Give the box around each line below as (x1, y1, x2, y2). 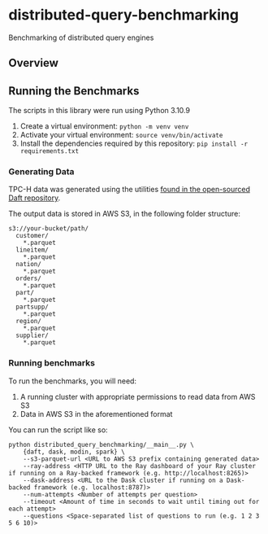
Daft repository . (8, 193, 61, 203)
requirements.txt (19, 147, 80, 155)
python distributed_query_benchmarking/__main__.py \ (8, 440, 195, 449)
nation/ (15, 260, 42, 269)
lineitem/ (15, 246, 49, 254)
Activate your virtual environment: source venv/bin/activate (19, 130, 223, 140)
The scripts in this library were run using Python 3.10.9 (8, 106, 191, 116)
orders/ (15, 274, 42, 282)
